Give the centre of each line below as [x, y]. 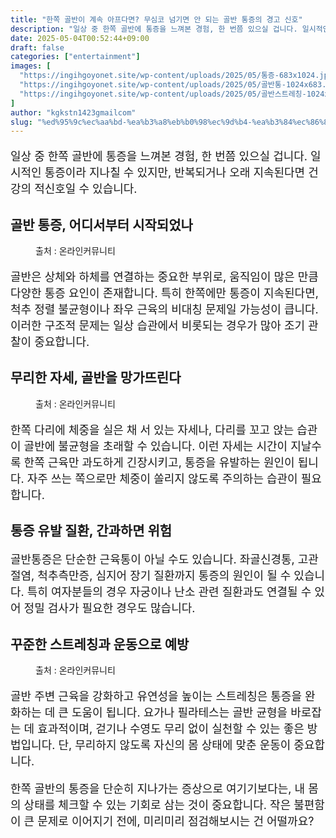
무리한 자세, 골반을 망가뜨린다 [96, 377]
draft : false [37, 47]
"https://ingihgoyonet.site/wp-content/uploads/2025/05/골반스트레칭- [163, 94]
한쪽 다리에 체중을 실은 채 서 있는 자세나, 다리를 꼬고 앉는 [152, 429]
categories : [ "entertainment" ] [75, 57]
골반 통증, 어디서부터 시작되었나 [101, 224]
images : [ [31, 66]
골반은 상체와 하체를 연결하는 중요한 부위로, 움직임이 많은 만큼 [164, 277]
